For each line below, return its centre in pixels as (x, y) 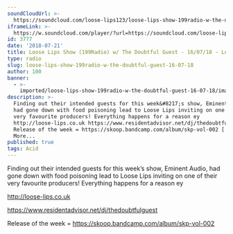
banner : (18, 78)
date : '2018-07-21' (35, 46)
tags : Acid (23, 149)
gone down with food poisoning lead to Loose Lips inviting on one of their (112, 176)
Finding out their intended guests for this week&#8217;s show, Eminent (121, 104)
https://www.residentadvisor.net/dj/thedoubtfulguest (83, 210)
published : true (31, 143)
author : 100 (24, 71)
